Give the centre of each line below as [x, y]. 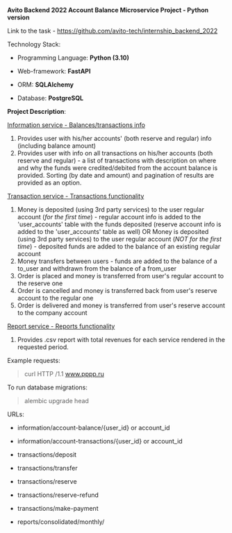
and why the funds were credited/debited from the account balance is [117, 168]
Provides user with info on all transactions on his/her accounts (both [115, 153]
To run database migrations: [48, 387]
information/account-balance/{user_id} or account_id [93, 428]
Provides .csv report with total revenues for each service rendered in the [121, 340]
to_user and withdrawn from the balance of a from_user [97, 269]
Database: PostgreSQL [50, 98]
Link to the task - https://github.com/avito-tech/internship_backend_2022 [113, 31]
